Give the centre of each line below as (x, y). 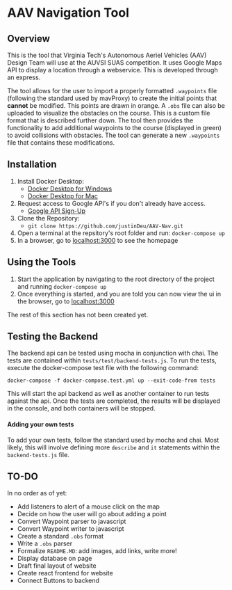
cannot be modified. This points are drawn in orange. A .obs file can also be (116, 105)
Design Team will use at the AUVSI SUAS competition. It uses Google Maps (115, 63)
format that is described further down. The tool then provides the (100, 120)
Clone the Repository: (48, 218)
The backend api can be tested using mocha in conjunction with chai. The (113, 353)
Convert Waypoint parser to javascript (72, 521)
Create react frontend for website (65, 573)
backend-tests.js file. (38, 454)
